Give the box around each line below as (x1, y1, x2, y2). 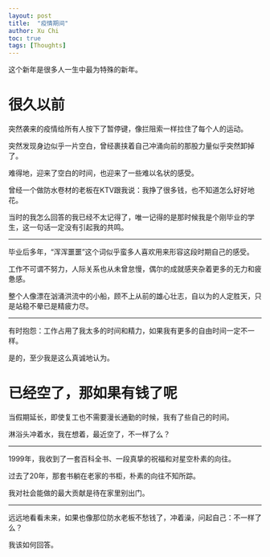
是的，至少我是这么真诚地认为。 (8, 353, 114, 362)
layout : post (8, 11, 52, 20)
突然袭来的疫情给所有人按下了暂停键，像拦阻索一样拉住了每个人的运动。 (8, 124, 247, 133)
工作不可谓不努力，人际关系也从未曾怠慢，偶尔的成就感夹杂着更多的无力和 (8, 264, 255, 274)
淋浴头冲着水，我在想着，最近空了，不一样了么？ (8, 429, 170, 439)
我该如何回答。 (8, 540, 58, 549)
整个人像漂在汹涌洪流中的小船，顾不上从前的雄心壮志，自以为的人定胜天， (8, 291, 255, 301)
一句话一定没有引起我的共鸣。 (29, 223, 129, 232)
